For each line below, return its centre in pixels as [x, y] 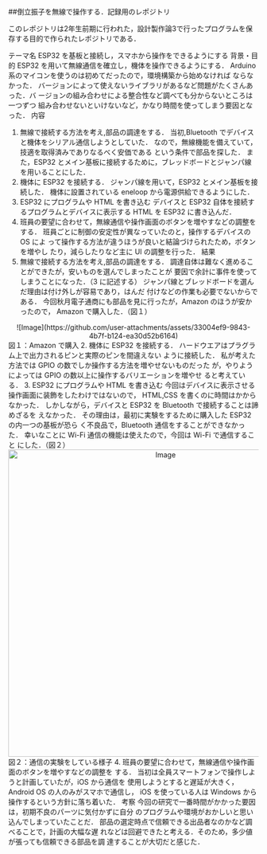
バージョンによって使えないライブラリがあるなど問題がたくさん [142, 85]
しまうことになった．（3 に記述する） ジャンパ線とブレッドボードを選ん [137, 282]
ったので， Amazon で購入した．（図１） [86, 311]
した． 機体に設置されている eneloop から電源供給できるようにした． [140, 192]
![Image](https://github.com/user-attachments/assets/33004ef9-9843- [133, 327]
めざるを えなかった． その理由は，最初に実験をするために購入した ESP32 [130, 415]
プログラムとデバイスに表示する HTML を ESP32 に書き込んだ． [131, 212]
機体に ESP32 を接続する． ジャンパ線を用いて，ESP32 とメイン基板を [135, 182]
